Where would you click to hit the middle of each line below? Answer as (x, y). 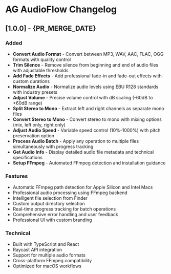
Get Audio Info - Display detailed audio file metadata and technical (83, 152)
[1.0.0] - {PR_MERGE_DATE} (51, 28)
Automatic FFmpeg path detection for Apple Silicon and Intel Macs (83, 187)
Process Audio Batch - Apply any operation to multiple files (76, 141)
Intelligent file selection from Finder (50, 198)
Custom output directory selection (49, 204)
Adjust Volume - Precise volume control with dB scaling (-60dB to (83, 97)
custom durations (31, 81)
